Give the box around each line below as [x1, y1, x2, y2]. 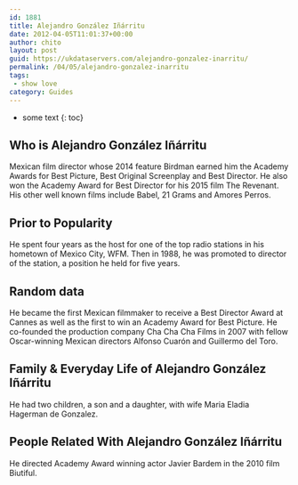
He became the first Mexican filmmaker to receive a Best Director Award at [9, 307, 284, 318]
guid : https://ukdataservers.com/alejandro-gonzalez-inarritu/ [9, 54, 249, 63]
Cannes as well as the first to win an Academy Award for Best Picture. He [9, 317, 278, 327]
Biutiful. [9, 467, 37, 478]
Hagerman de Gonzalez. [9, 408, 99, 419]
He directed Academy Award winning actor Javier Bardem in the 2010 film [9, 457, 280, 468]
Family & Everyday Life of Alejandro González [9, 361, 267, 376]
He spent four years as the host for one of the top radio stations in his [9, 239, 265, 250]
